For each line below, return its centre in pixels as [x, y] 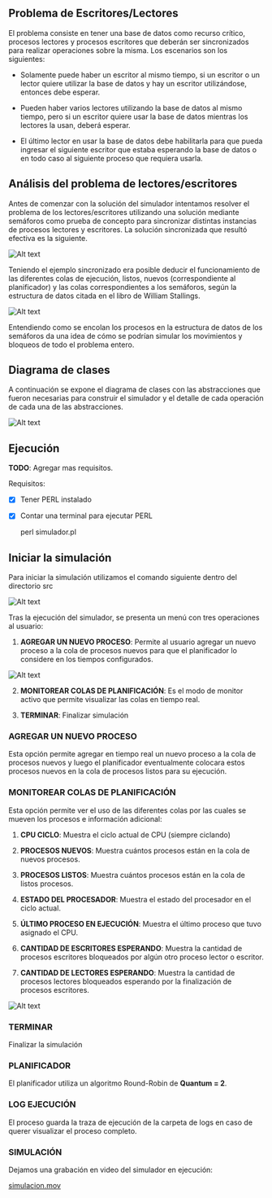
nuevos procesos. [50, 859]
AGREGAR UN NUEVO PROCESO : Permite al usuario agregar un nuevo [138, 642]
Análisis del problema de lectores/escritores [123, 184]
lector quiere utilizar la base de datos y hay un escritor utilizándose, [134, 83]
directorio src [31, 586]
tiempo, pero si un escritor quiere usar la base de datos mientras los [134, 116]
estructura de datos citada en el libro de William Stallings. [104, 296]
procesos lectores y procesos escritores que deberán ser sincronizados [129, 42]
